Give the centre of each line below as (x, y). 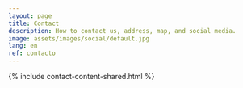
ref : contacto (32, 53)
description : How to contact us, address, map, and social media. (122, 31)
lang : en (23, 46)
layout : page (30, 16)
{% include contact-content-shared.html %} (82, 76)
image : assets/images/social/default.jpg (79, 38)
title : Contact (34, 23)
